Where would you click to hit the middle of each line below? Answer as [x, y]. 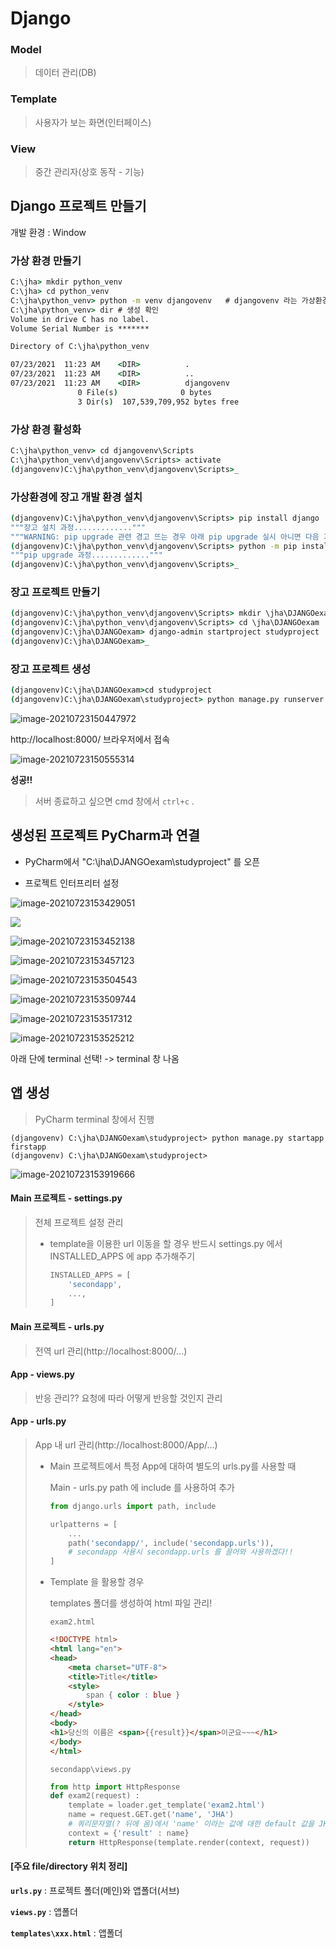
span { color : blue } [133, 1695]
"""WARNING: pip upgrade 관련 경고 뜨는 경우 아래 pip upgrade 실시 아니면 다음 [165, 537]
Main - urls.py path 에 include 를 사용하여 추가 [142, 1487]
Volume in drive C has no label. [80, 319]
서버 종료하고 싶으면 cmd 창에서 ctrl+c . [114, 801]
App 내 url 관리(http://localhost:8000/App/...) [126, 1444]
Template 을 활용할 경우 [97, 1582]
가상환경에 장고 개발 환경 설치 [76, 497]
